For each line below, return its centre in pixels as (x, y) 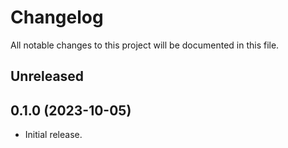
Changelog (57, 17)
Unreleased (47, 76)
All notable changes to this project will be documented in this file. (145, 45)
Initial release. (53, 135)
